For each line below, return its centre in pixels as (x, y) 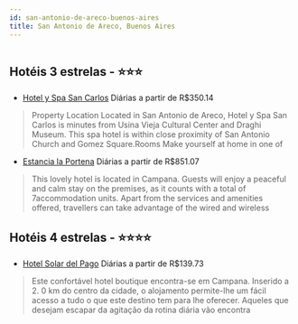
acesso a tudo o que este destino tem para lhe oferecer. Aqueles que (160, 301)
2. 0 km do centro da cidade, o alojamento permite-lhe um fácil (149, 291)
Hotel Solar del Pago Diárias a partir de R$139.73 (113, 264)
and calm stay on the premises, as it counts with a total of (139, 189)
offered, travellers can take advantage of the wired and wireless (150, 208)
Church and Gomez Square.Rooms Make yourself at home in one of (157, 144)
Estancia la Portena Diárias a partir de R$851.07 (111, 162)
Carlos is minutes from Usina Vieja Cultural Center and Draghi (146, 125)
